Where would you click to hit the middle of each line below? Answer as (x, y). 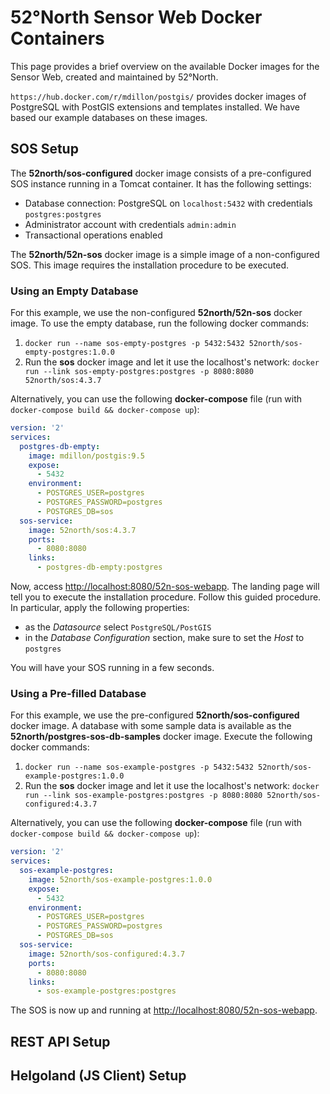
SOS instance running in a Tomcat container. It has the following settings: (161, 183)
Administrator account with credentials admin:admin (130, 224)
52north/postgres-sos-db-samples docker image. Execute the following (161, 737)
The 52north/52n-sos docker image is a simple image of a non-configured (165, 254)
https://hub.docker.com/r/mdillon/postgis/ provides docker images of (158, 96)
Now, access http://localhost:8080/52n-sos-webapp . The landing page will (165, 587)
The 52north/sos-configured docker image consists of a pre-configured (161, 173)
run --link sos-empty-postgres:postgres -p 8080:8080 (139, 372)
